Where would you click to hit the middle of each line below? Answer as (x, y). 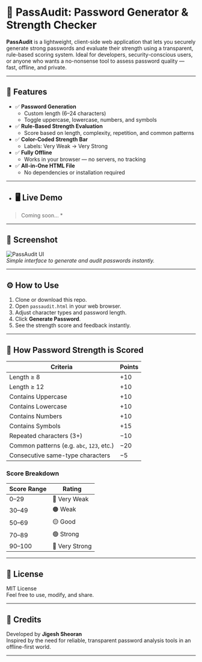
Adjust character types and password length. (71, 313)
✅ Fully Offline (33, 152)
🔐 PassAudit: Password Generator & (97, 12)
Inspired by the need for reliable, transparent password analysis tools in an (99, 640)
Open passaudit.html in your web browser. (68, 306)
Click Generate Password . (48, 319)
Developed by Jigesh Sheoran (44, 634)
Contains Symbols (35, 426)
